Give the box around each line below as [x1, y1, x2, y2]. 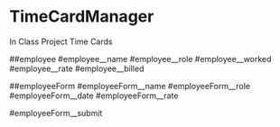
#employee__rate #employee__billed [9, 63, 145, 74]
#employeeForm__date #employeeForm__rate [9, 90, 179, 101]
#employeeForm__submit [9, 107, 103, 118]
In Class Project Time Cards [9, 36, 113, 47]
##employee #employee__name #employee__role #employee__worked [9, 53, 272, 64]
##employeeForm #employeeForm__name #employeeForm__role [9, 80, 251, 91]
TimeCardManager [9, 6, 154, 27]
